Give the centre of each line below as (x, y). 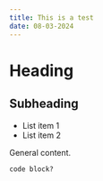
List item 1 (41, 125)
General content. (40, 152)
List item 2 (41, 135)
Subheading (44, 104)
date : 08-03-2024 (42, 26)
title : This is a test (51, 18)
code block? (31, 169)
